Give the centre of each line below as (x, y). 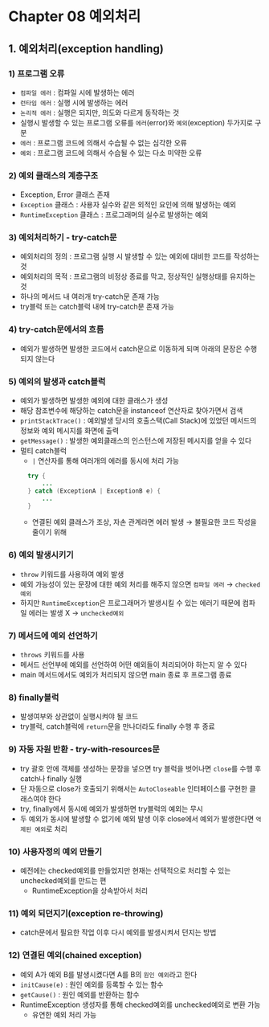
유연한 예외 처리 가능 (64, 1014)
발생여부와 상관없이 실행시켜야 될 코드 (79, 717)
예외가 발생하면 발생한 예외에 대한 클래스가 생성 (94, 401)
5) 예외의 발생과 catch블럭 (57, 381)
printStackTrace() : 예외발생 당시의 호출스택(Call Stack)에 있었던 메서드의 (138, 421)
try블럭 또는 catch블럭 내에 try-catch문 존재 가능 (97, 307)
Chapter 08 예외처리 (75, 16)
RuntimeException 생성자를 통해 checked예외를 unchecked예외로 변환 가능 (140, 1004)
